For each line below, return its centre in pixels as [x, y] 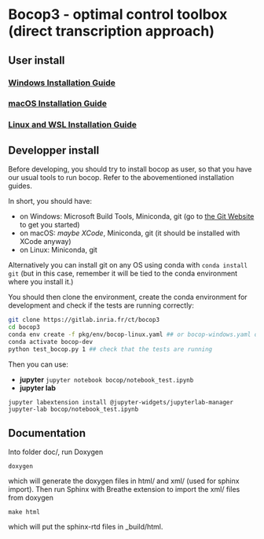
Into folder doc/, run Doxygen [56, 452]
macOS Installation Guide [58, 104]
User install [37, 60]
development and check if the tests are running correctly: [101, 305]
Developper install [54, 150]
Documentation [47, 433]
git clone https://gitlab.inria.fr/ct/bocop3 [84, 320]
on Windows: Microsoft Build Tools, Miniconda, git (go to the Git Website [137, 216]
